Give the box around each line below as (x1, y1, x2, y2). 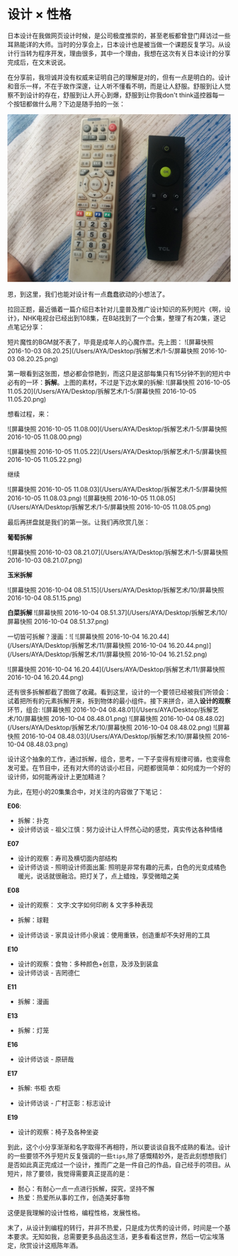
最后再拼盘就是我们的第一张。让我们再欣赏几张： (7, 517, 150, 526)
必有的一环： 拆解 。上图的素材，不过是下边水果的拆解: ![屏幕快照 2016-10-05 (7, 378, 231, 387)
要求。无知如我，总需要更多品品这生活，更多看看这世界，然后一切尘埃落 (13, 1232, 225, 1240)
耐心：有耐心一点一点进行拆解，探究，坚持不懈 (17, 1184, 154, 1193)
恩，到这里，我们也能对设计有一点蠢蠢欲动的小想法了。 (7, 290, 169, 298)
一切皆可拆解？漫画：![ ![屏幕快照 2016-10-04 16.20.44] (7, 632, 170, 641)
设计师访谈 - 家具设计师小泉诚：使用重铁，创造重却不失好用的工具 (17, 930, 211, 939)
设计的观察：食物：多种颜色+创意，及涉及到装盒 (17, 959, 159, 968)
